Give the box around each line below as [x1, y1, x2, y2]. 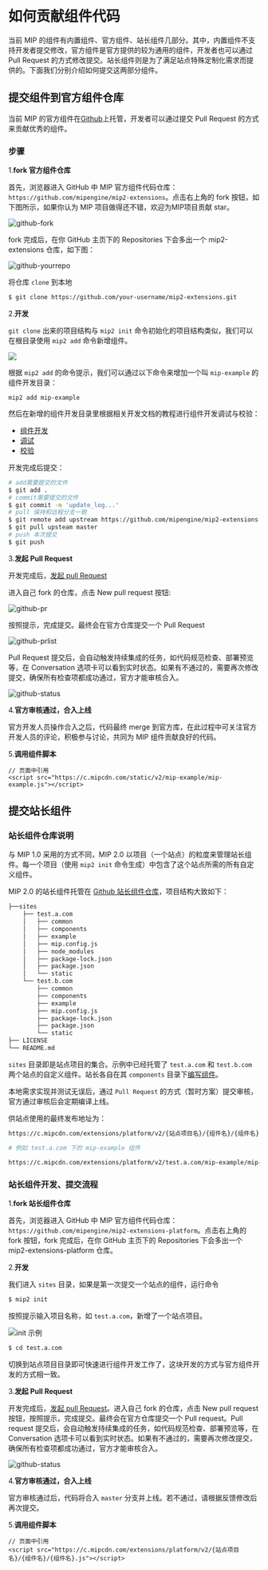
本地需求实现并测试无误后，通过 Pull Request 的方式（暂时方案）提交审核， [8, 1086, 258, 1096]
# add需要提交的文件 [8, 478, 69, 486]
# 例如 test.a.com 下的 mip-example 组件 [8, 1144, 141, 1152]
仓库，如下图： [45, 245, 96, 254]
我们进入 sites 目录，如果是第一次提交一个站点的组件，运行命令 [8, 1279, 219, 1288]
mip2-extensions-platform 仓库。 [8, 1245, 118, 1255]
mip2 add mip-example [8, 393, 81, 401]
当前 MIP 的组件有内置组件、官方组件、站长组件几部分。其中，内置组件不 [8, 35, 249, 45]
